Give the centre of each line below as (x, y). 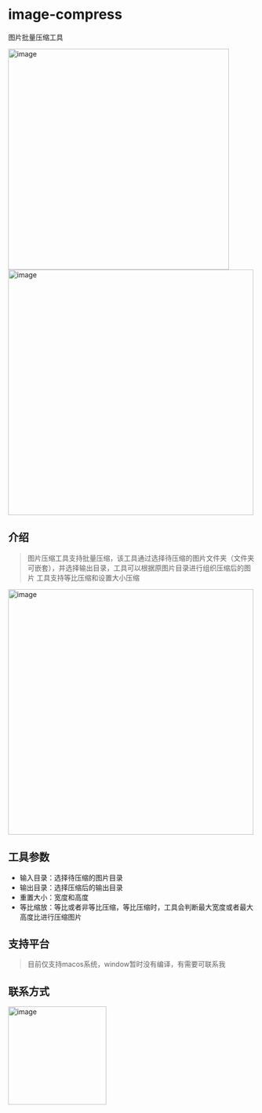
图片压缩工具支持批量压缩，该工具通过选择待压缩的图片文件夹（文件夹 (141, 558)
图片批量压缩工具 (36, 37)
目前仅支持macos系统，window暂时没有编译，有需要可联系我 (126, 965)
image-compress (65, 15)
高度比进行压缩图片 (51, 917)
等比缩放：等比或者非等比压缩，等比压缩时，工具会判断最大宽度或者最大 (136, 907)
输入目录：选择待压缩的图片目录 (71, 877)
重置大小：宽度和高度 (54, 897)
